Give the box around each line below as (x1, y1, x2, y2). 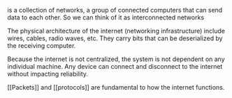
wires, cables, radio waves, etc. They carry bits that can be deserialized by (7, 34, 223, 42)
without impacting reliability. (7, 70, 89, 78)
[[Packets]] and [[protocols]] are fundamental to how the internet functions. (7, 83, 225, 91)
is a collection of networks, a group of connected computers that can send (7, 6, 223, 14)
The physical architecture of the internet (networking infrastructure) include (7, 27, 226, 35)
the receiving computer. (7, 42, 76, 49)
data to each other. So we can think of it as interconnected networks (7, 13, 205, 22)
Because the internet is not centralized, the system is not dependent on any (7, 55, 225, 63)
